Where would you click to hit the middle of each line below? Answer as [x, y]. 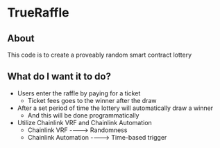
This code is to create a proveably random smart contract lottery [100, 55]
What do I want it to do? [59, 76]
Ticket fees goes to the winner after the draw [92, 100]
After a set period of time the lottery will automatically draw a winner [115, 108]
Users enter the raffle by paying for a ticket [79, 93]
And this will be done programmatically [83, 115]
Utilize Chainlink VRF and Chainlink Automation [85, 122]
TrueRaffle [38, 13]
